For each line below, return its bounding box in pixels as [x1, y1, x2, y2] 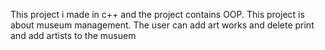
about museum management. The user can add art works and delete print [10, 19, 315, 31]
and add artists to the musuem [10, 30, 137, 41]
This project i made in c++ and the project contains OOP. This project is [10, 9, 305, 20]
